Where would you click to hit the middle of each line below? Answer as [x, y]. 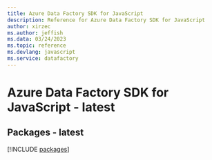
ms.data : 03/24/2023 [37, 39]
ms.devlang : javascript [41, 52]
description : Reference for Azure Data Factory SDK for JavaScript [106, 20]
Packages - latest [46, 133]
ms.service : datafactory [43, 59]
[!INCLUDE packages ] [38, 149]
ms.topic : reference [37, 46]
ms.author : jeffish [35, 33]
